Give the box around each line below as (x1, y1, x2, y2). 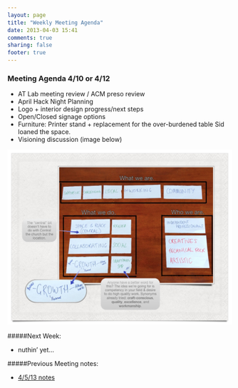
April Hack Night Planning (17, 97, 94, 106)
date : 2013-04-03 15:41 (7, 26, 78, 34)
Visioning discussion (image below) (17, 136, 123, 144)
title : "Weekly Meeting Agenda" (7, 19, 103, 26)
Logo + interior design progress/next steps (17, 105, 144, 113)
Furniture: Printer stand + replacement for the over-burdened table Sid (17, 120, 224, 128)
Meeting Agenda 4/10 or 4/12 (7, 73, 110, 83)
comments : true (7, 34, 53, 41)
